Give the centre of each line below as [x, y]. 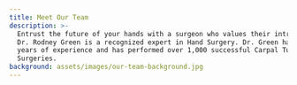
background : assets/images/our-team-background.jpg [106, 67]
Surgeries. [37, 58]
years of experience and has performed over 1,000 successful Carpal [148, 50]
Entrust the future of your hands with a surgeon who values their [144, 34]
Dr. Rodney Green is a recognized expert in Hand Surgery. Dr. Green [148, 42]
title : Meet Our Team [49, 17]
